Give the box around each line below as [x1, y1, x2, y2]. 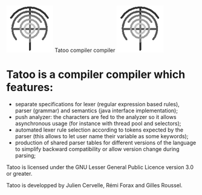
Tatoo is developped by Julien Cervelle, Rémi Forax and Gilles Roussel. [6, 181, 183, 189]
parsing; [15, 152, 36, 159]
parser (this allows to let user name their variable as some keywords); [15, 132, 189, 139]
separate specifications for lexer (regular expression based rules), [15, 100, 180, 107]
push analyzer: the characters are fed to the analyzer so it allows [15, 113, 177, 120]
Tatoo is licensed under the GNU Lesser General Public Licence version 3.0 [6, 163, 194, 171]
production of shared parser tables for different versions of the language [15, 139, 197, 146]
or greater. [6, 170, 33, 177]
